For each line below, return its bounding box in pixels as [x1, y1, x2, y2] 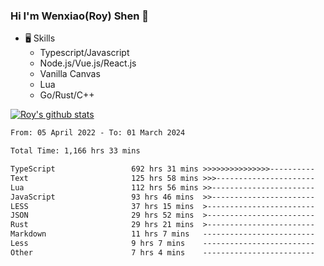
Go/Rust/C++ [39, 89, 95, 101]
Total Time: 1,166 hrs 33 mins [10, 146, 141, 156]
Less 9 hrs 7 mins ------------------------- [10, 239, 315, 249]
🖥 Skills [24, 32, 56, 44]
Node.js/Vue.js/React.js [39, 57, 137, 69]
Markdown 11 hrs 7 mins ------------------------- [10, 229, 315, 239]
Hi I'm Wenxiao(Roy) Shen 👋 [10, 9, 150, 23]
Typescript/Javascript [39, 47, 130, 59]
